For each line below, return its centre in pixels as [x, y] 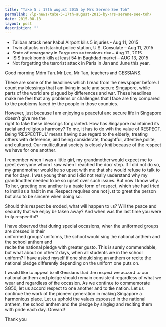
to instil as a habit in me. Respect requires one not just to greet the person [81, 191]
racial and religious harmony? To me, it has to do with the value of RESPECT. [83, 129]
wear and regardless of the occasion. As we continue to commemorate [78, 283]
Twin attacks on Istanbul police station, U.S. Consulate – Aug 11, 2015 [83, 48]
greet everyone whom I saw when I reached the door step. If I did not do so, [83, 165]
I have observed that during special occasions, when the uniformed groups [82, 226]
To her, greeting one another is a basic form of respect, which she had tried [82, 186]
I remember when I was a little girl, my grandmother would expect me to [79, 160]
